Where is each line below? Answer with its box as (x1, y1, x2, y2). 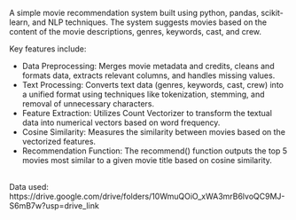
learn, (9, 17, 31, 27)
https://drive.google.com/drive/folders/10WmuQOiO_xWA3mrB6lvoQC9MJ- (9, 191, 285, 201)
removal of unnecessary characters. (21, 98, 155, 109)
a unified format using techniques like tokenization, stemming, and (21, 89, 265, 99)
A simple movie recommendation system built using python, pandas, (9, 8, 260, 18)
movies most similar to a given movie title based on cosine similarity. (21, 155, 273, 165)
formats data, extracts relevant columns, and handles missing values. (21, 70, 276, 81)
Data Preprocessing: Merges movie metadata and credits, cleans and (21, 61, 275, 71)
